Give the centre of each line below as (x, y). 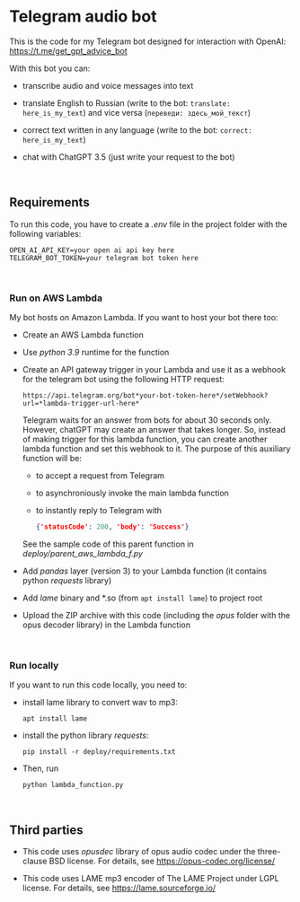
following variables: (45, 233)
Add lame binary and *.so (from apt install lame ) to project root (142, 598)
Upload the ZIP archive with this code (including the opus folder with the (156, 615)
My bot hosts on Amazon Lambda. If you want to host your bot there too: (144, 318)
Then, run (40, 768)
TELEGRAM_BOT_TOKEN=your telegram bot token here (104, 258)
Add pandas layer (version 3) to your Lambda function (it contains (145, 571)
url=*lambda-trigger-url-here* (81, 404)
